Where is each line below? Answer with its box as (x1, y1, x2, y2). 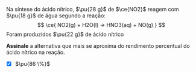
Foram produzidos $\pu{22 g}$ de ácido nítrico (6, 31, 124, 38)
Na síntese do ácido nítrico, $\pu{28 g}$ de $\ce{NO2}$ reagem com (6, 6, 179, 13)
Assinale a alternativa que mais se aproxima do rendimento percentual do (6, 42, 190, 49)
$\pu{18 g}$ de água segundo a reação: (6, 12, 106, 19)
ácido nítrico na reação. (6, 48, 65, 56)
